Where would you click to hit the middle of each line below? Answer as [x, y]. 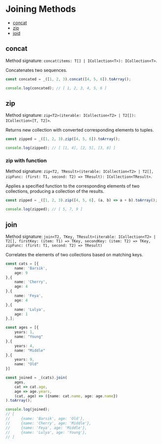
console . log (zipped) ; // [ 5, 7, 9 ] [44, 209]
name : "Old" [27, 364]
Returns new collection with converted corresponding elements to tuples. [80, 130]
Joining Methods [41, 9]
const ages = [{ [22, 328]
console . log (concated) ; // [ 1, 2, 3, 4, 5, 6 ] [56, 88]
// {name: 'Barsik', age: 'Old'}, [45, 419]
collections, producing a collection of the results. [55, 191]
